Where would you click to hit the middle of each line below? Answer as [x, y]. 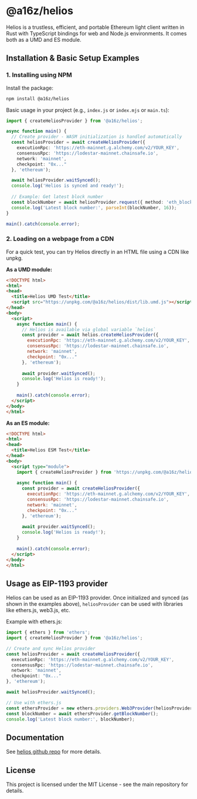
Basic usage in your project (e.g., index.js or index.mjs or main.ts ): [88, 110]
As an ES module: [28, 423]
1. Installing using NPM [39, 75]
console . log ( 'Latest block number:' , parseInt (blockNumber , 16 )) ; [94, 207]
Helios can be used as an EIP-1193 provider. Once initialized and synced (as [97, 598]
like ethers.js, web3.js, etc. [38, 610]
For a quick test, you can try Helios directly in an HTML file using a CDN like [98, 252]
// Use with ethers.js [34, 702]
